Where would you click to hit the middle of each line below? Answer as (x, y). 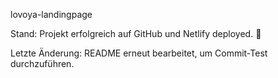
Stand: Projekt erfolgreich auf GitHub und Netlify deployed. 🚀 (136, 33)
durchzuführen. (42, 63)
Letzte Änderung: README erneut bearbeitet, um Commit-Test (139, 53)
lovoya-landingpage (51, 14)
